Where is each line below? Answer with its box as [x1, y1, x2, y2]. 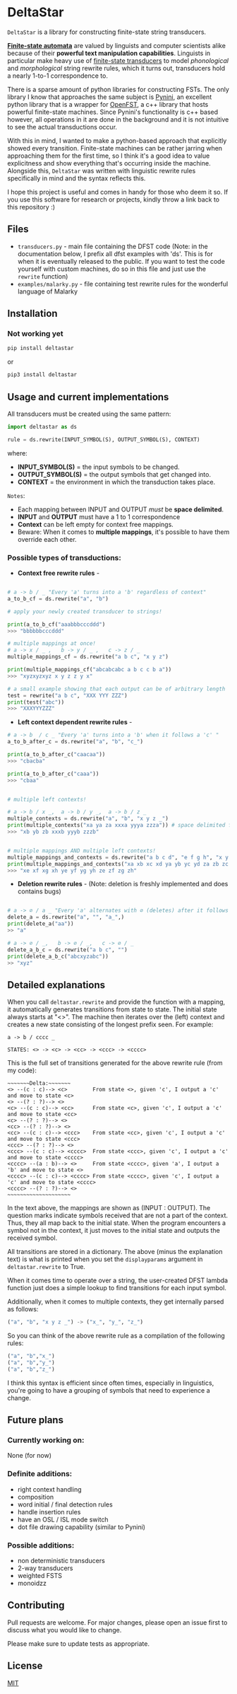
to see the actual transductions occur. [7, 122, 118, 131]
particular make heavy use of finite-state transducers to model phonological [7, 56, 229, 64]
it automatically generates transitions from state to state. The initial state [7, 1005, 217, 1014]
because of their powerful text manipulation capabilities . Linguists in [7, 49, 211, 57]
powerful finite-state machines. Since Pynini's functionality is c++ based [7, 108, 219, 116]
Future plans [7, 1414, 63, 1426]
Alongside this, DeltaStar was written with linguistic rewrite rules [7, 166, 196, 175]
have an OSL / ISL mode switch [17, 1515, 109, 1524]
